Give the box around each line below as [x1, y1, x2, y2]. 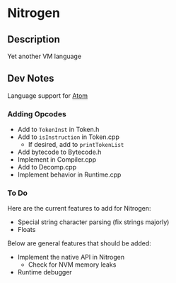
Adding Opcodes [7, 109, 67, 118]
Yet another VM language [7, 52, 82, 60]
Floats [17, 226, 36, 234]
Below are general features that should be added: [7, 239, 152, 248]
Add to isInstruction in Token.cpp [17, 133, 120, 141]
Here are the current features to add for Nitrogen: [7, 204, 151, 213]
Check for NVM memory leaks [28, 260, 117, 269]
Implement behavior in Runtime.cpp [17, 170, 122, 179]
